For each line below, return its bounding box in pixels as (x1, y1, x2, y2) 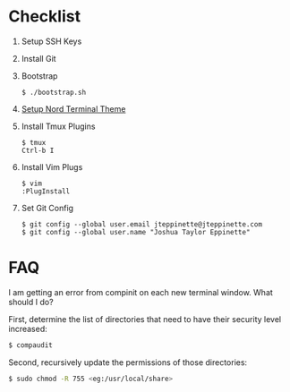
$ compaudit (8, 340, 53, 350)
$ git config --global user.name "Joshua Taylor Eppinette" (21, 227, 251, 236)
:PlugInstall (21, 186, 71, 196)
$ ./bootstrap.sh (21, 88, 87, 97)
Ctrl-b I (21, 146, 55, 155)
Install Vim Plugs (21, 161, 83, 172)
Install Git (21, 53, 56, 64)
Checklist (8, 6, 81, 27)
